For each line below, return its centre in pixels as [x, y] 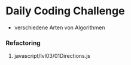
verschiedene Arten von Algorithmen [60, 27]
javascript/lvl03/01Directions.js [52, 56]
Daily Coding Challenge [65, 11]
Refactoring [23, 43]
